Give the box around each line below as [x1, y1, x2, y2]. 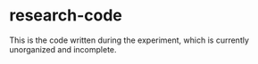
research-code [9, 5, 122, 26]
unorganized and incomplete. [9, 44, 118, 54]
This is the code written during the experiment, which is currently [9, 35, 250, 45]
